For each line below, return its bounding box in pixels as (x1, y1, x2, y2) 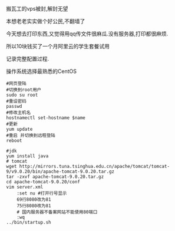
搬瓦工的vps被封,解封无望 (6, 5, 68, 12)
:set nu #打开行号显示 (16, 190, 67, 196)
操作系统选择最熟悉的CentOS (6, 68, 77, 75)
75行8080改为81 (16, 203, 51, 209)
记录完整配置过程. (6, 55, 49, 62)
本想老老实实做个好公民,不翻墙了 (6, 18, 85, 25)
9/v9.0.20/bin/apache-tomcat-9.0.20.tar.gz (6, 169, 115, 174)
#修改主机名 (6, 110, 31, 115)
